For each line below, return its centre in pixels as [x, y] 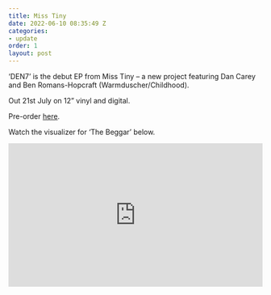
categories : [28, 31]
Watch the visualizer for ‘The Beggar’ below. [82, 132]
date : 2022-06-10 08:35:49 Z [57, 23]
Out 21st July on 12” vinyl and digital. [69, 101]
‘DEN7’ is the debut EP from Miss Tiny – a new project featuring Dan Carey [132, 76]
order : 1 [23, 46]
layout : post [30, 53]
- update [23, 38]
